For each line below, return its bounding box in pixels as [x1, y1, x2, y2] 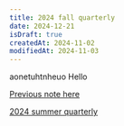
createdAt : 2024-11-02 [9, 38, 95, 48]
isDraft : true [9, 30, 63, 39]
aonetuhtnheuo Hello [9, 71, 88, 82]
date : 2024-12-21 [9, 22, 75, 31]
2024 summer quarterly [9, 106, 98, 117]
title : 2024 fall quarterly [9, 13, 116, 22]
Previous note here [9, 89, 80, 100]
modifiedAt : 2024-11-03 [9, 47, 100, 56]
